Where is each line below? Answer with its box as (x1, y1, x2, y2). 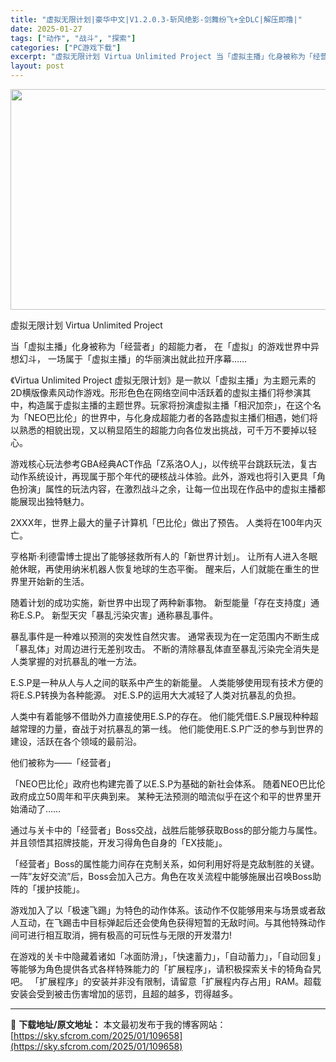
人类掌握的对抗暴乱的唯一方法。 (10, 656, 142, 667)
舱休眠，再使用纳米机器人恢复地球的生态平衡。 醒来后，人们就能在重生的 (10, 563, 311, 575)
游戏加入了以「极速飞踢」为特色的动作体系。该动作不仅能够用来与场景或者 (10, 904, 317, 916)
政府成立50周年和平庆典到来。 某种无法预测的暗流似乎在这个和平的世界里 (10, 791, 313, 802)
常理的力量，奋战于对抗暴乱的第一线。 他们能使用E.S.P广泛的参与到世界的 (18, 723, 324, 735)
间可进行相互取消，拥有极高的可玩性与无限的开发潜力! (10, 929, 233, 941)
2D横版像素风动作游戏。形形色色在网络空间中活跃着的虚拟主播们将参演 (10, 387, 303, 398)
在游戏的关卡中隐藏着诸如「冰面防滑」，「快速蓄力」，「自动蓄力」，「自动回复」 (10, 951, 326, 962)
